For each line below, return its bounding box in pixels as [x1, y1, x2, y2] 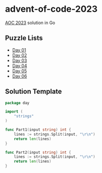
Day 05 [12, 68, 27, 74]
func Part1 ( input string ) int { [5, 127, 71, 132]
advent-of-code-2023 [5, 3, 98, 15]
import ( [5, 109, 23, 114]
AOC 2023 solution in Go [5, 20, 55, 26]
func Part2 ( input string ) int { [5, 150, 71, 155]
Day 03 [12, 58, 27, 63]
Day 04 [12, 62, 27, 68]
